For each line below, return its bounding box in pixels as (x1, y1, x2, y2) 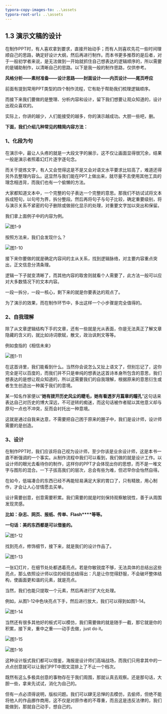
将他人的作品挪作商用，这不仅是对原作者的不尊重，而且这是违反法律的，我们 (5, 698, 162, 704)
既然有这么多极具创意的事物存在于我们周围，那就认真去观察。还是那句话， (5, 675, 158, 681)
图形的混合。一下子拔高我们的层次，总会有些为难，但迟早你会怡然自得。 (13, 467, 162, 473)
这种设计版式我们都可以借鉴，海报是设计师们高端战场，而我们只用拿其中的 (5, 658, 158, 664)
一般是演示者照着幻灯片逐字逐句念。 (5, 156, 80, 162)
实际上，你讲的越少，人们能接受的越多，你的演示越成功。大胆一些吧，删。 (5, 113, 158, 119)
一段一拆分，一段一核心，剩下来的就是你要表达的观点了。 (5, 289, 123, 295)
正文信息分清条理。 (13, 262, 53, 268)
